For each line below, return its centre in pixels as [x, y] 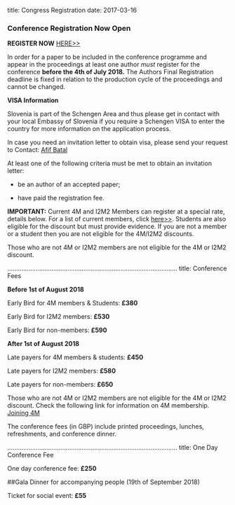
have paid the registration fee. [61, 198]
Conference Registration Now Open [69, 28]
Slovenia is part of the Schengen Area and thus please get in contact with [113, 114]
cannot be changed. [36, 87]
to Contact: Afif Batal [38, 150]
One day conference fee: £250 [52, 469]
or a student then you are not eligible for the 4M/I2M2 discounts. [101, 234]
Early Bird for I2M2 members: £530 [59, 317]
